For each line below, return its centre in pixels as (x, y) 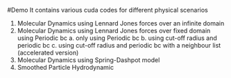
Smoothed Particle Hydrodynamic (66, 67)
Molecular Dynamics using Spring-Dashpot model (88, 60)
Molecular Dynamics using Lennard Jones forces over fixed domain (114, 31)
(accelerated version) (48, 52)
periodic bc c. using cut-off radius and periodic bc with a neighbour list (119, 45)
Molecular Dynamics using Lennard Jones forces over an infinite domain (121, 23)
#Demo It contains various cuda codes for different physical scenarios (108, 10)
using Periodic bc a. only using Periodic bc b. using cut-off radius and (117, 38)
